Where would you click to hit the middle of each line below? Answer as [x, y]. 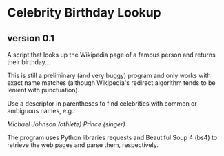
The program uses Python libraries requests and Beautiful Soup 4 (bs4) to [112, 137]
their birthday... [29, 62]
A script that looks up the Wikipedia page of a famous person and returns [111, 55]
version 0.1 [31, 38]
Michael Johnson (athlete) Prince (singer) [66, 124]
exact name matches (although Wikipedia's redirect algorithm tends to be [111, 83]
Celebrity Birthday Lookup [84, 13]
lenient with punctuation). [43, 90]
